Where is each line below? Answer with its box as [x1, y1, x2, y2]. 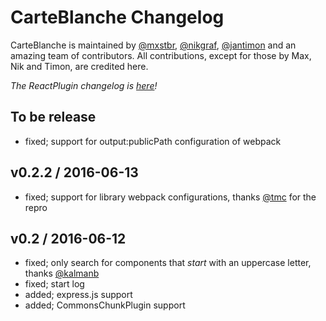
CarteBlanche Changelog [10, 6, 225, 29]
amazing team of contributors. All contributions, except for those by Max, [10, 49, 312, 61]
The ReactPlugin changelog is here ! [10, 79, 158, 91]
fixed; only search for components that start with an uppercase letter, [24, 257, 312, 269]
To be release [10, 109, 97, 126]
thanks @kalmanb [24, 267, 100, 280]
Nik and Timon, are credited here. [10, 60, 149, 72]
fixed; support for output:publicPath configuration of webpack [24, 135, 282, 147]
